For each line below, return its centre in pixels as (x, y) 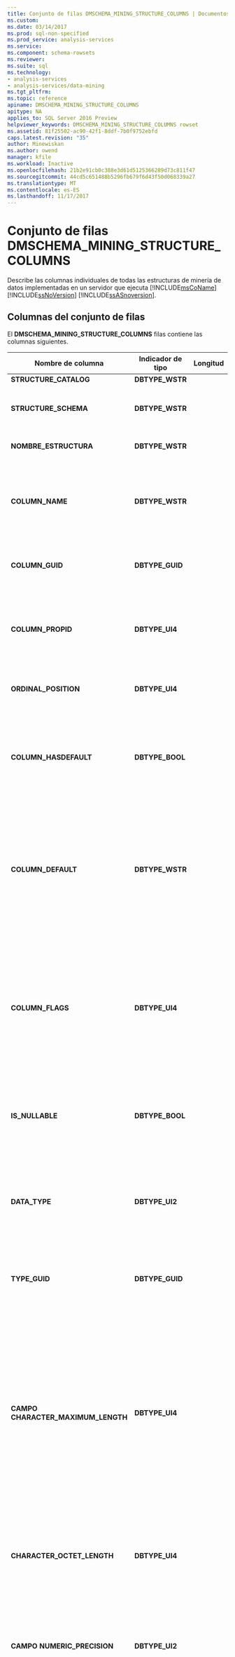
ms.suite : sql (28, 66)
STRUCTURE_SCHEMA (50, 408)
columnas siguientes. (38, 341)
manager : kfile (29, 157)
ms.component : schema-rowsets (51, 53)
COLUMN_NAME (39, 501)
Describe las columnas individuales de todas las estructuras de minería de (114, 280)
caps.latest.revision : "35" (48, 137)
